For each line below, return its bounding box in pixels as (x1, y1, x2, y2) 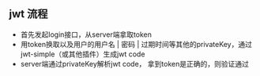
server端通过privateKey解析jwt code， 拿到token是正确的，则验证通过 (20, 59, 250, 68)
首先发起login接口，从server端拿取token (20, 30, 153, 39)
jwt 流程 (9, 7, 48, 21)
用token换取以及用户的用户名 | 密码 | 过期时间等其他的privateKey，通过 (20, 39, 252, 49)
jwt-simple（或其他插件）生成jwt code (20, 49, 145, 59)
